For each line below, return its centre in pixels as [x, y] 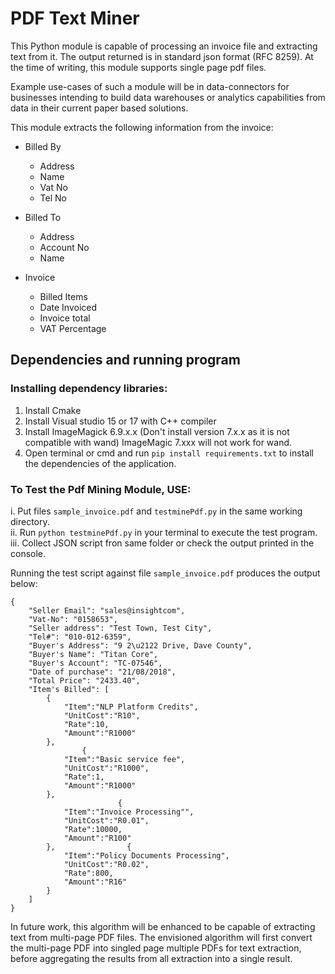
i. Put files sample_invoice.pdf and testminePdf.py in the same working [156, 511]
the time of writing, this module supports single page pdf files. [138, 67]
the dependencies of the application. [100, 463]
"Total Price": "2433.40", [84, 680]
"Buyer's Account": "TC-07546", [95, 663]
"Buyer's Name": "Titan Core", [93, 654]
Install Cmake [53, 410]
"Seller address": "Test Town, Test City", [120, 628]
